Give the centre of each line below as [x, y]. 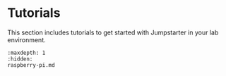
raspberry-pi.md [31, 65]
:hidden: [20, 59]
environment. [26, 39]
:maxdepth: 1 [26, 53]
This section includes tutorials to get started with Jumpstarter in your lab [113, 32]
